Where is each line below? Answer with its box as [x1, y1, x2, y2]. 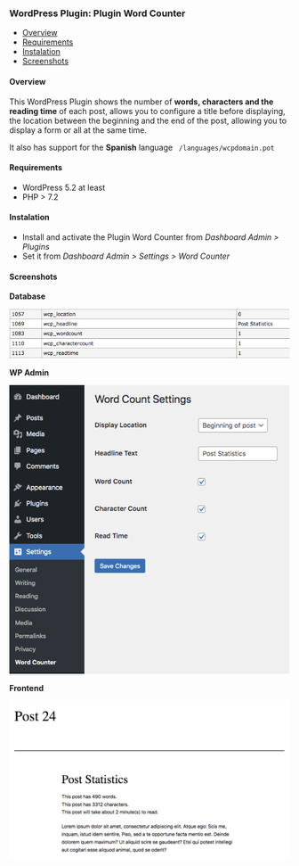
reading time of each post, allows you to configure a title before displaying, [9, 105, 287, 116]
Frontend [9, 682, 44, 693]
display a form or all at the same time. [9, 124, 147, 136]
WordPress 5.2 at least [21, 182, 106, 193]
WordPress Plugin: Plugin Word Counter [9, 7, 186, 20]
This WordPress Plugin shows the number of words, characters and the [9, 96, 274, 107]
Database [9, 291, 46, 301]
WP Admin [9, 367, 50, 377]
